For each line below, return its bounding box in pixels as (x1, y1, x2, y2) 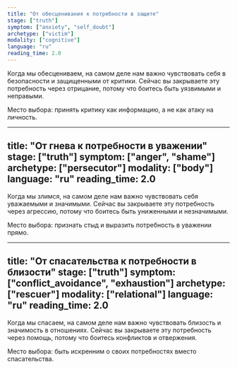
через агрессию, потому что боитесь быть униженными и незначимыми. (7, 206, 229, 216)
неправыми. (7, 91, 44, 100)
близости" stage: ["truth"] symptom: (7, 266, 176, 279)
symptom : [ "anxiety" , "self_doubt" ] (7, 23, 115, 30)
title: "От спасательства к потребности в (7, 255, 197, 267)
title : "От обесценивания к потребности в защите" (7, 10, 159, 18)
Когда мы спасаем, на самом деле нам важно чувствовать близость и (7, 318, 221, 327)
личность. (7, 112, 37, 121)
